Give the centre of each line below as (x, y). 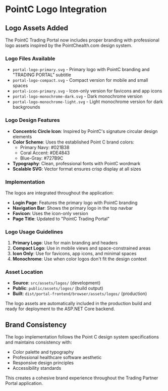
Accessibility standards (37, 368)
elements (22, 136)
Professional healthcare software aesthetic (57, 358)
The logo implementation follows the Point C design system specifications (82, 337)
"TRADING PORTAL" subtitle (42, 75)
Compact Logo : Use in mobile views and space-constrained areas (81, 248)
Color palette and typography (43, 352)
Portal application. (24, 383)
